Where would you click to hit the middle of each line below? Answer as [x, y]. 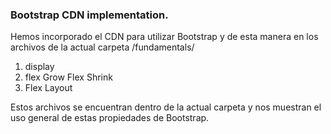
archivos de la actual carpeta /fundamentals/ [102, 47]
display [39, 67]
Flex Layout [48, 88]
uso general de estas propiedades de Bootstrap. [110, 118]
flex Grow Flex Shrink [68, 77]
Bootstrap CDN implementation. [89, 15]
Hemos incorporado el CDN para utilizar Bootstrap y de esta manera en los [164, 37]
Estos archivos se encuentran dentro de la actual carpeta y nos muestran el [166, 107]
